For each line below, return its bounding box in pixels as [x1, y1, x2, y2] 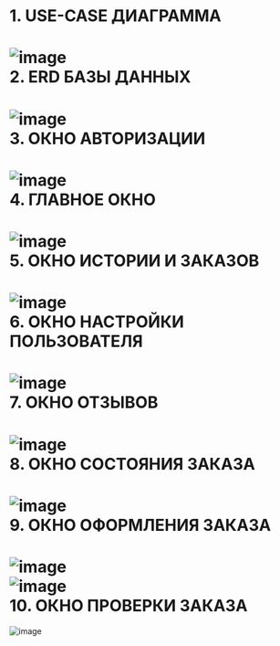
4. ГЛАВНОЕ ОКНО [9, 189, 157, 210]
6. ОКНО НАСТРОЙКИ [9, 312, 184, 333]
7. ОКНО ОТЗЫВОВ [9, 392, 159, 413]
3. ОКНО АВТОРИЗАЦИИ [9, 128, 206, 149]
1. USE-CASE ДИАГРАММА [9, 5, 222, 26]
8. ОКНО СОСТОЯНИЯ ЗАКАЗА [9, 453, 255, 474]
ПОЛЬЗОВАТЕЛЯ [9, 331, 143, 352]
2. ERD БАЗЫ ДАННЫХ [9, 67, 192, 88]
